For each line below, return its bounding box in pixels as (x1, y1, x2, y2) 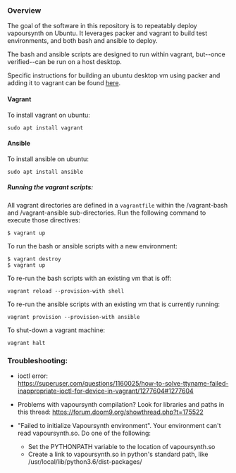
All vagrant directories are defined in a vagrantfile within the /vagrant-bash (7, 201, 228, 209)
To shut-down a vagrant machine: (7, 326, 106, 334)
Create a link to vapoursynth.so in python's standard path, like (27, 450, 209, 458)
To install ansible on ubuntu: (7, 154, 89, 163)
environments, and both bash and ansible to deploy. (7, 37, 158, 45)
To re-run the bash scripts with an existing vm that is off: (7, 274, 172, 282)
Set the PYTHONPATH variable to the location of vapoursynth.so (27, 442, 216, 450)
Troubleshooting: (7, 355, 68, 365)
